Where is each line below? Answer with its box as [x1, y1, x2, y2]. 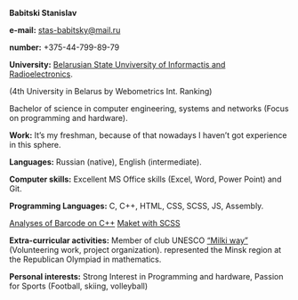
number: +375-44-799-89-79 [9, 42, 120, 53]
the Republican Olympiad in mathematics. [9, 254, 162, 264]
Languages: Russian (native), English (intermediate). [9, 157, 202, 167]
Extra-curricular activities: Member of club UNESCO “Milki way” [9, 235, 249, 246]
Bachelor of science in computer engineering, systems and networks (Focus [9, 103, 289, 114]
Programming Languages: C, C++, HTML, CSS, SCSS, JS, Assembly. [9, 200, 264, 211]
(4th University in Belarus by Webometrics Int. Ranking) [9, 86, 213, 96]
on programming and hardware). [9, 113, 128, 123]
